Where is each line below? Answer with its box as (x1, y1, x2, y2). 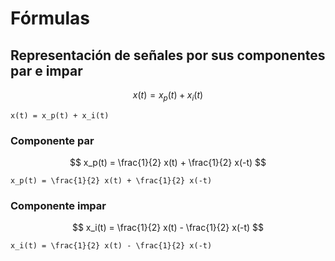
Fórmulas (10, 7, 90, 30)
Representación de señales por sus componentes (10, 47, 326, 64)
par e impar (10, 62, 83, 79)
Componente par (10, 133, 95, 147)
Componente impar (10, 199, 107, 213)
